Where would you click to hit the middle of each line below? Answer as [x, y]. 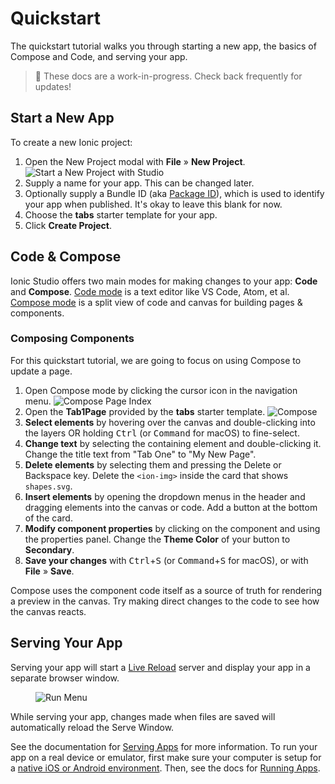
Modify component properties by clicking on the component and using [172, 528]
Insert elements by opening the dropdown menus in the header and [165, 496]
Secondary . [49, 549]
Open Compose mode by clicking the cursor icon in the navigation [161, 390]
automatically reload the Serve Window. [92, 727]
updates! [53, 86]
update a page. [41, 371]
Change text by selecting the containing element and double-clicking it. [173, 443]
